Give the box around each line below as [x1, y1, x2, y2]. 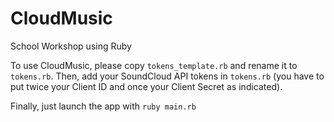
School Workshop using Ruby [10, 40, 132, 52]
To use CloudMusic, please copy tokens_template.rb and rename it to [10, 59, 298, 71]
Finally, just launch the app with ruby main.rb [10, 100, 197, 112]
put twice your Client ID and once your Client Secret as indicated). [10, 80, 283, 92]
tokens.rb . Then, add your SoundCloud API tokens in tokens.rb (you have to [10, 70, 325, 82]
